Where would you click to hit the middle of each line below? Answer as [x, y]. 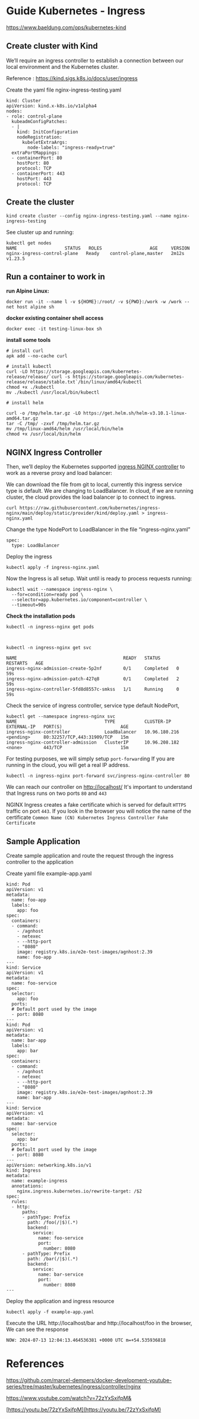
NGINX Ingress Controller [54, 452]
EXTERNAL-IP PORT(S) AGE [67, 727]
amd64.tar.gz [22, 419]
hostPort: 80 [33, 163]
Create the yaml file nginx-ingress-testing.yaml [64, 90]
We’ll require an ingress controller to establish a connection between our [95, 60]
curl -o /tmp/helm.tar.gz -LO [44, 413]
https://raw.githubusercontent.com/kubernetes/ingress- [90, 508]
